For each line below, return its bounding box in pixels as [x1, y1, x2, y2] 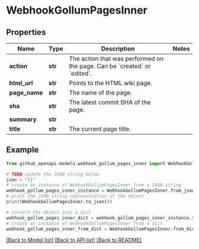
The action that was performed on [69, 54, 164, 63]
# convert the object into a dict [6, 209, 92, 215]
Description [101, 45, 135, 53]
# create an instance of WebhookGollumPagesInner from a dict [6, 220, 163, 227]
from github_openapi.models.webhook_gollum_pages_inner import [6, 160, 166, 166]
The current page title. [69, 125, 131, 133]
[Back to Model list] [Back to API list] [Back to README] [6, 237, 142, 244]
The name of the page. [69, 89, 132, 96]
